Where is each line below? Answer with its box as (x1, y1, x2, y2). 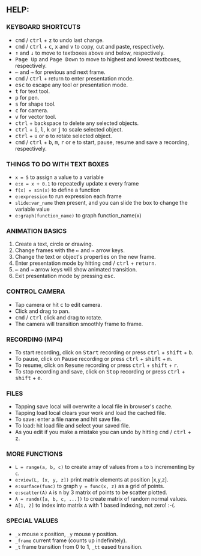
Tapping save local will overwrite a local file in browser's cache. (14, 403, 173, 410)
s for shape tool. (14, 100, 56, 107)
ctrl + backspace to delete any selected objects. (14, 119, 139, 127)
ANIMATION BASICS (6, 226, 67, 235)
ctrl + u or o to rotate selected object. (14, 132, 112, 139)
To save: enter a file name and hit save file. (14, 415, 121, 423)
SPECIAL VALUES (6, 516, 59, 525)
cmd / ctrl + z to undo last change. (14, 36, 104, 44)
